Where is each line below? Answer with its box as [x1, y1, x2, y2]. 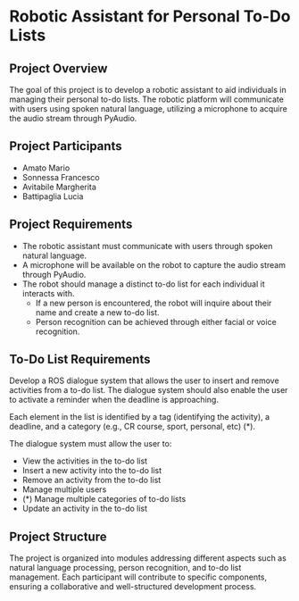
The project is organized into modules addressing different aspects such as [9, 553, 287, 563]
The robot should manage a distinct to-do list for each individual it [21, 279, 265, 289]
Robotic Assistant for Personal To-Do [9, 6, 291, 27]
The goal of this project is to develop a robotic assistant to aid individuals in [9, 85, 287, 95]
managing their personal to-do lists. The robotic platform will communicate [9, 94, 284, 104]
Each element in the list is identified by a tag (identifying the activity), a [9, 412, 270, 422]
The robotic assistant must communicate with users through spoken [21, 240, 273, 251]
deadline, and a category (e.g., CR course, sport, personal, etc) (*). [9, 422, 256, 432]
